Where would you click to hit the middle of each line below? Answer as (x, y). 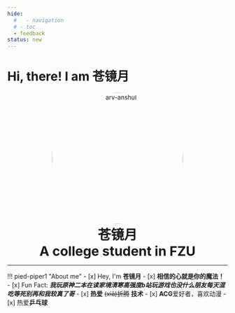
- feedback (29, 33)
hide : (15, 14)
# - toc (25, 27)
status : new (24, 40)
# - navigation (39, 20)
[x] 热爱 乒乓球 (27, 302)
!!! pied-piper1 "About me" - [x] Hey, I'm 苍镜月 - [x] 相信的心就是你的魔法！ (116, 277)
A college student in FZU (117, 251)
